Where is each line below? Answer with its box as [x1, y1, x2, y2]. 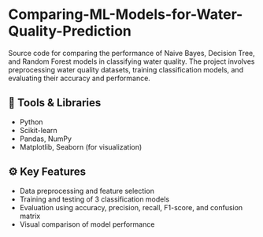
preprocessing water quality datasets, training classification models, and [8, 65, 244, 74]
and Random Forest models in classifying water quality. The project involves [8, 57, 255, 66]
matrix [19, 211, 41, 220]
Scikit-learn [19, 125, 57, 135]
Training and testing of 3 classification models [19, 194, 170, 204]
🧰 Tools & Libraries [8, 96, 102, 109]
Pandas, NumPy [19, 134, 72, 143]
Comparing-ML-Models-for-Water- [8, 6, 243, 24]
